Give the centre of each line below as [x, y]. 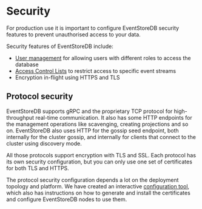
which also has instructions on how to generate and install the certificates [99, 193]
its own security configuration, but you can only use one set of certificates [99, 162]
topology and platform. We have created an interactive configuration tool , [98, 186]
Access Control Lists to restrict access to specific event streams [96, 70]
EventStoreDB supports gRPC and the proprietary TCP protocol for [89, 111]
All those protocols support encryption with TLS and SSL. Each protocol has [101, 155]
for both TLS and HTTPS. [38, 168]
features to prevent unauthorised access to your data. [73, 34]
